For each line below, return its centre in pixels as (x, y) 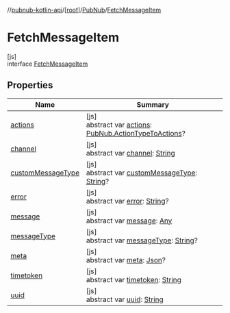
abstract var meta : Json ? (126, 260)
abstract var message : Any (129, 221)
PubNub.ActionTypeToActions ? (136, 133)
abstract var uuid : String (125, 299)
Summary (153, 104)
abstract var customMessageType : (142, 173)
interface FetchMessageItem (48, 64)
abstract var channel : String (131, 153)
